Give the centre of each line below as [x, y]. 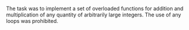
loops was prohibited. [32, 21]
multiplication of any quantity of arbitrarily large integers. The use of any [94, 15]
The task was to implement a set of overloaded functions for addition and [95, 9]
